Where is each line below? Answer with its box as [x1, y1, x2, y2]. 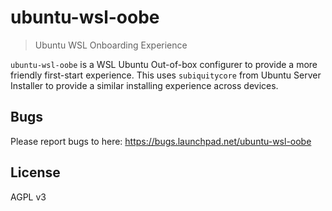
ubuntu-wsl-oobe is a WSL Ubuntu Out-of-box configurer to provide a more [10, 58, 318, 70]
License [10, 164, 61, 181]
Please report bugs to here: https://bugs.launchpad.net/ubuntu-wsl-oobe [10, 135, 312, 147]
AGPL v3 [10, 191, 47, 203]
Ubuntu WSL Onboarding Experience [34, 39, 188, 51]
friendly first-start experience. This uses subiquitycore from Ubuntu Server [10, 69, 322, 81]
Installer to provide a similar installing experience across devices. [10, 79, 279, 91]
